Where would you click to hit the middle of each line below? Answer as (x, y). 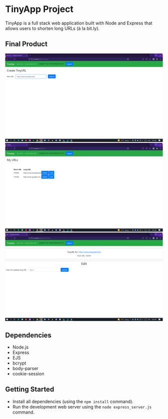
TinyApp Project (39, 9)
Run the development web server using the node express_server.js (82, 406)
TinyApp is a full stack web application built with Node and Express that (79, 23)
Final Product (26, 44)
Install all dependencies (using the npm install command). (73, 401)
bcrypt (19, 363)
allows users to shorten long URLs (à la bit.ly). (52, 28)
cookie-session (28, 374)
